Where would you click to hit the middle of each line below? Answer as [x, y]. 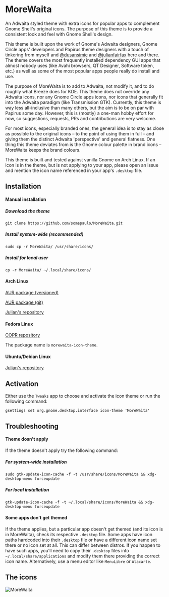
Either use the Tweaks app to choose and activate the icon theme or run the [83, 396]
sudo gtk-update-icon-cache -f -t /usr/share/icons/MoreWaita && [75, 474]
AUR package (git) [24, 302]
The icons [21, 577]
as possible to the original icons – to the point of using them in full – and [80, 133]
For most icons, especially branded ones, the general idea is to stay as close [85, 128]
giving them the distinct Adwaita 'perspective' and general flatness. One [80, 139]
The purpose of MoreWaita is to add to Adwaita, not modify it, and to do [80, 86]
